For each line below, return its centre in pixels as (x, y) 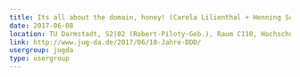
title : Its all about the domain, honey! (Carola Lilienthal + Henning (145, 17)
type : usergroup (39, 58)
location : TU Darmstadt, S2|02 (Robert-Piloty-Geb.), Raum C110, (133, 34)
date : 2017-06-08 (42, 26)
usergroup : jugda (42, 50)
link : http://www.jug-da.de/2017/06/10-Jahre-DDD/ (105, 42)
